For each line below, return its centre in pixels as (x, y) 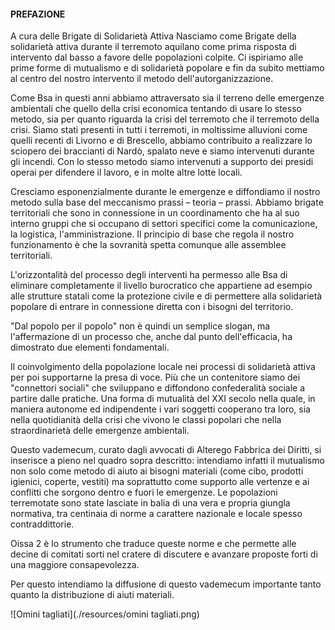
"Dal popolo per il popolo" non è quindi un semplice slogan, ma (140, 326)
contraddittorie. (42, 524)
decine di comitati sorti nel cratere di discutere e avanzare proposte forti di (164, 554)
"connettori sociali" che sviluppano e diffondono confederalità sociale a (158, 388)
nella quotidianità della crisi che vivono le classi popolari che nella (146, 420)
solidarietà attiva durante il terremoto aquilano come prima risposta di (153, 47)
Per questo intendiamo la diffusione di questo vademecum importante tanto (166, 584)
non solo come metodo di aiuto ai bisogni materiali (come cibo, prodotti (157, 471)
